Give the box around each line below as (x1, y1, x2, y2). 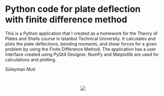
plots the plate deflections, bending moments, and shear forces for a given (5, 41, 157, 47)
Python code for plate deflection (5, 3, 141, 15)
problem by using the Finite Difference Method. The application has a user (5, 46, 157, 52)
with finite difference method (5, 14, 127, 25)
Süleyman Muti (5, 66, 36, 72)
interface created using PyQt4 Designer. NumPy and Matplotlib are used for (5, 51, 159, 57)
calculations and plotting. (5, 56, 57, 62)
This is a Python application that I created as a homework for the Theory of (5, 30, 158, 36)
